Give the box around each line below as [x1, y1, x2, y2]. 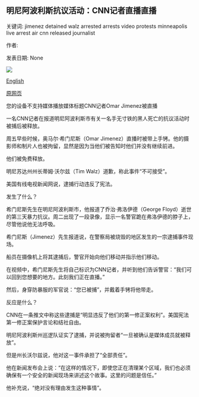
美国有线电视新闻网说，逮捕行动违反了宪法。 [6, 180, 116, 187]
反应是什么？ [6, 298, 37, 305]
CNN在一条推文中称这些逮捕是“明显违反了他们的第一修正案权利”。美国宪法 [6, 311, 189, 318]
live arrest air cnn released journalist [6, 29, 96, 36]
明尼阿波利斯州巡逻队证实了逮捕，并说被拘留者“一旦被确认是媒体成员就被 [6, 331, 186, 338]
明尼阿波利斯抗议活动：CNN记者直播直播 [6, 5, 157, 16]
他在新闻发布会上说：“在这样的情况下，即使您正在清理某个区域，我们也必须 [6, 364, 191, 371]
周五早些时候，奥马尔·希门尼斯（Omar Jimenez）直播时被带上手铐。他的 [6, 135, 184, 142]
